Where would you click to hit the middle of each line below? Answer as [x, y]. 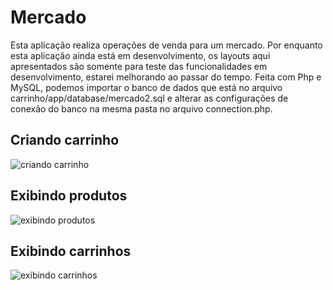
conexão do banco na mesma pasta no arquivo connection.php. [141, 108]
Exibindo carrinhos [71, 251]
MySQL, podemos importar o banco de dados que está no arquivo [146, 87]
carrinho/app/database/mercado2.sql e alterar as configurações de [149, 98]
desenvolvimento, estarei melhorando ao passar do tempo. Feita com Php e [166, 77]
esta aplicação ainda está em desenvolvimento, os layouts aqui [140, 55]
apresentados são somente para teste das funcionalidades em [139, 66]
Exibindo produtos [69, 196]
